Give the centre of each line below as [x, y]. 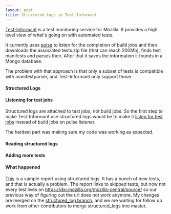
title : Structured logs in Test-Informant [51, 15]
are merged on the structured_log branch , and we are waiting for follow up [84, 200]
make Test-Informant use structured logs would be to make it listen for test [84, 117]
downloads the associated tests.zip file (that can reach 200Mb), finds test [83, 50]
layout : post [19, 10]
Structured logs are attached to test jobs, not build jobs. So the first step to [84, 111]
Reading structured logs [31, 143]
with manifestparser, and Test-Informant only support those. [69, 76]
